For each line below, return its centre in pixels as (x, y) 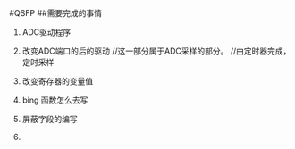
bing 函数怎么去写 (55, 100)
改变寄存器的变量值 (58, 81)
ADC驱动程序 (46, 32)
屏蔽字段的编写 (50, 119)
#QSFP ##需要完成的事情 (56, 13)
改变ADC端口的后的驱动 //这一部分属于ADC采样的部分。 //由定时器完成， (156, 51)
